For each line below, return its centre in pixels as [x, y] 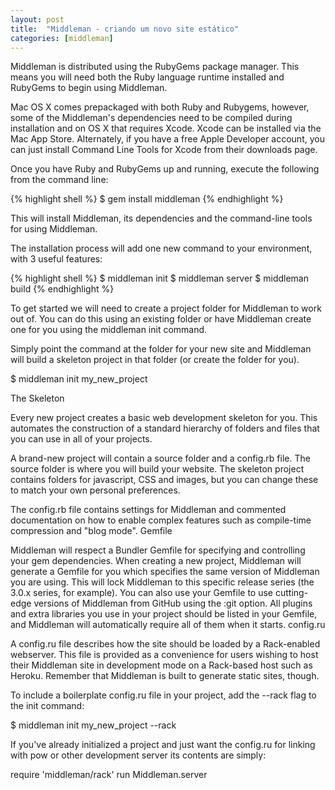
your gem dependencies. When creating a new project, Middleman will [156, 561]
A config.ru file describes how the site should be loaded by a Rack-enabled [165, 644]
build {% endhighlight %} [62, 289]
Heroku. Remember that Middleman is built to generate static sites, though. [165, 676]
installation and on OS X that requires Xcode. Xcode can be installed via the [166, 128]
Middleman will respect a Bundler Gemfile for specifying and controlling [158, 550]
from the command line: [59, 180]
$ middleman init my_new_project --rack [93, 725]
